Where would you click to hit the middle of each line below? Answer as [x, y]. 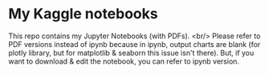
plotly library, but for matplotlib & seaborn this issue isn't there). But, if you [131, 53]
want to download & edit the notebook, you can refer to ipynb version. [124, 61]
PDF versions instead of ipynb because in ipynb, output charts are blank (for [134, 44]
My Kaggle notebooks [83, 14]
